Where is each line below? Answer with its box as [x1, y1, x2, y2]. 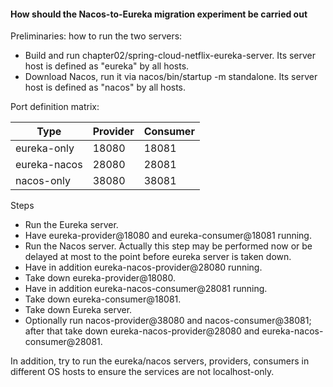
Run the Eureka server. [24, 219, 119, 231]
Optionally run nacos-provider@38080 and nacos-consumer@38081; [24, 315, 312, 327]
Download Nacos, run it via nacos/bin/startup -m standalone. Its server [24, 71, 318, 83]
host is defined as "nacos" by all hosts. [24, 81, 187, 94]
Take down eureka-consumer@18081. [24, 293, 182, 305]
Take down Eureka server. [24, 304, 133, 316]
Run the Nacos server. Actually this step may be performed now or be [24, 240, 313, 252]
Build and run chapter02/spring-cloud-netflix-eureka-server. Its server [24, 50, 317, 62]
